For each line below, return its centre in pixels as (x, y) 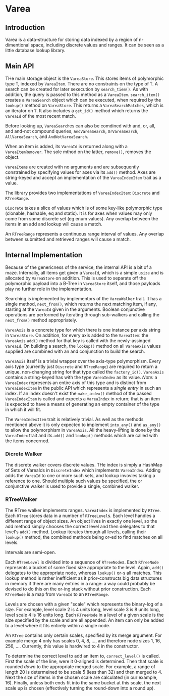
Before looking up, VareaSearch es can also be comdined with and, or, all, (80, 126)
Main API (20, 66)
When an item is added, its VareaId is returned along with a (66, 146)
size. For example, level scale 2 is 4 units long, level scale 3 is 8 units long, (83, 610)
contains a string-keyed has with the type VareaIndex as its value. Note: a (81, 377)
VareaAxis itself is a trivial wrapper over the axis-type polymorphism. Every (83, 361)
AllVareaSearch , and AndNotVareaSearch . (47, 136)
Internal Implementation (44, 255)
